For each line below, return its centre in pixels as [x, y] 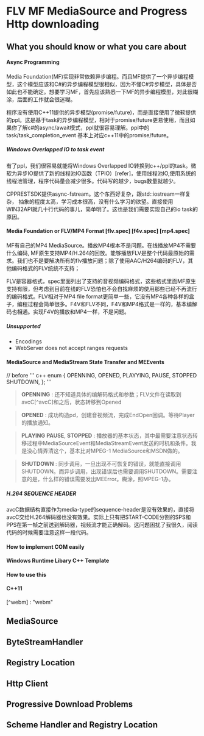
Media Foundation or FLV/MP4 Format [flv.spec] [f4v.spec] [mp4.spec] [98, 231]
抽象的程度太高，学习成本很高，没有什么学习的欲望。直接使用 [96, 201]
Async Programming [33, 62]
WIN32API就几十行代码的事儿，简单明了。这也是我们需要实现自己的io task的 [102, 209]
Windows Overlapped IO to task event [55, 149]
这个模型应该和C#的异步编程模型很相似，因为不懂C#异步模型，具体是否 [107, 84]
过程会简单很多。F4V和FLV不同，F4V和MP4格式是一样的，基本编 [110, 304]
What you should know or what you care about [97, 47]
